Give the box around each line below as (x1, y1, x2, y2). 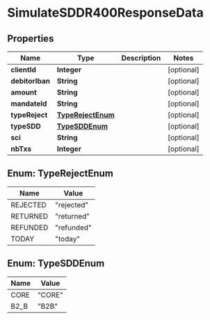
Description (121, 54, 161, 63)
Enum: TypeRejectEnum (7, 168, 113, 179)
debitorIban (10, 77, 51, 86)
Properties (7, 33, 54, 45)
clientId (10, 65, 37, 74)
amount (10, 88, 37, 97)
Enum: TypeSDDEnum (7, 257, 105, 269)
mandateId (10, 99, 47, 109)
